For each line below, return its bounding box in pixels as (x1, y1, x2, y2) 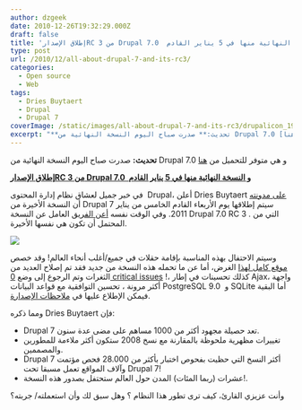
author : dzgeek (10, 13, 67, 22)
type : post (10, 47, 51, 56)
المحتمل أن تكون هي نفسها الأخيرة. (10, 217, 128, 229)
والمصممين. (22, 344, 64, 354)
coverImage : (10, 122, 55, 131)
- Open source (18, 72, 71, 81)
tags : (10, 88, 30, 97)
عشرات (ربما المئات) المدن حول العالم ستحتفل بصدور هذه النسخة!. (22, 372, 249, 383)
